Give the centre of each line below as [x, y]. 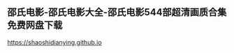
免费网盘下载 [35, 25]
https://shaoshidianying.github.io [55, 42]
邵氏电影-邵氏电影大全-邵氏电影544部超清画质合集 [117, 12]
